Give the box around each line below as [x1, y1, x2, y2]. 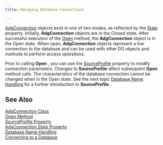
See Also [5, 96, 33, 104]
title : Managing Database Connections [5, 7, 84, 12]
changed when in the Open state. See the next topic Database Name [5, 76, 143, 82]
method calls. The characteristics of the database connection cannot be [5, 71, 151, 76]
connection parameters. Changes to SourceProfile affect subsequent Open [5, 66, 158, 72]
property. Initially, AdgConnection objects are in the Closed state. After [5, 30, 149, 36]
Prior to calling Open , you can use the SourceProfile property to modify [5, 60, 150, 66]
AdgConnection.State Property [5, 124, 68, 130]
